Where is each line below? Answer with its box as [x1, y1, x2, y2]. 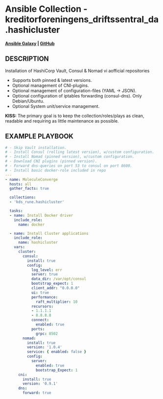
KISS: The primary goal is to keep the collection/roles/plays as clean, [5, 113, 144, 119]
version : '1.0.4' [26, 345, 63, 350]
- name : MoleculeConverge [5, 177, 58, 182]
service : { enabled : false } [26, 349, 87, 354]
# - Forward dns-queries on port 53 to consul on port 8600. [5, 163, 133, 169]
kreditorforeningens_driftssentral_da [5, 14, 159, 25]
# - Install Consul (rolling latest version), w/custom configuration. [5, 150, 154, 155]
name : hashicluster [18, 240, 58, 245]
